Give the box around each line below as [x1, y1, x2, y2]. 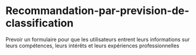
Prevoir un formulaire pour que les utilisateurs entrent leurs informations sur [5, 36, 190, 43]
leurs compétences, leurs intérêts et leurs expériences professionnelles [5, 42, 179, 49]
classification [5, 16, 74, 30]
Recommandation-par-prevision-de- [5, 4, 190, 18]
